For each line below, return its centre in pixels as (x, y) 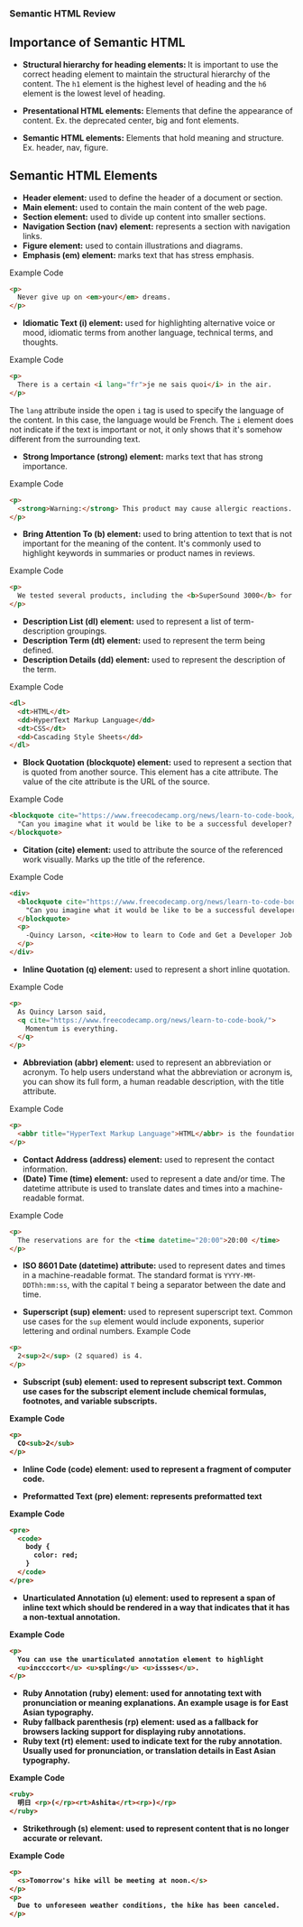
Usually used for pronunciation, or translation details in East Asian (149, 1751)
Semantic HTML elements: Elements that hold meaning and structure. (153, 137)
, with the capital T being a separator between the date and (176, 1285)
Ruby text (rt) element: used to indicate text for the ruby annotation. (152, 1741)
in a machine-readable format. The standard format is (122, 1275)
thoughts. (40, 342)
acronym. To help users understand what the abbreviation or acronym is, (157, 1072)
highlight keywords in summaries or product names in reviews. (138, 553)
